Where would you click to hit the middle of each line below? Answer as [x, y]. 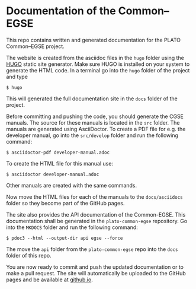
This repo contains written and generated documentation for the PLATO [94, 40]
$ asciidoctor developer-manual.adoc [53, 174]
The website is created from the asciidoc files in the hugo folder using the [95, 58]
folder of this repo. [29, 255]
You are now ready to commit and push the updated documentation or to [95, 267]
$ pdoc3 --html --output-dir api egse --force [65, 238]
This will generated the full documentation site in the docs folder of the [92, 99]
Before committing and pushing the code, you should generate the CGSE [95, 116]
